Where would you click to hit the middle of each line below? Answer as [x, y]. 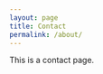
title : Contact [38, 26]
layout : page [34, 18]
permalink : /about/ [46, 34]
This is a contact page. [52, 60]
